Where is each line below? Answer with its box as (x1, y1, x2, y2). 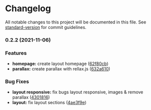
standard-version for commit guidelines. (5, 24, 87, 30)
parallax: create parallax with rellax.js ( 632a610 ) (12, 66, 111, 72)
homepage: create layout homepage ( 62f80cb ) (12, 61, 109, 66)
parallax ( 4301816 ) (12, 94, 50, 100)
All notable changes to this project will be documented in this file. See (5, 19, 147, 25)
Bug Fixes (5, 78, 30, 85)
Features (5, 49, 27, 56)
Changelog (5, 3, 51, 14)
